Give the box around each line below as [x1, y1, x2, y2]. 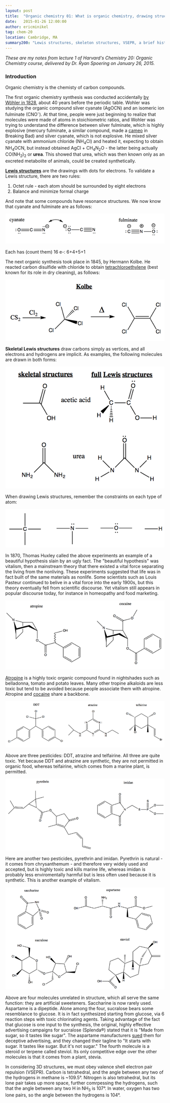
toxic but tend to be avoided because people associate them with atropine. [5, 686, 161, 692]
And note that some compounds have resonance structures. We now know [5, 198, 161, 204]
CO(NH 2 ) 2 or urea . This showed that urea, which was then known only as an [5, 151, 165, 159]
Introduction [5, 73, 36, 80]
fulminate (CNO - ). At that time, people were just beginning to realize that [5, 111, 156, 117]
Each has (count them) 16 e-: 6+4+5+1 [5, 249, 86, 255]
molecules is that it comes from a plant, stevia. [5, 1054, 102, 1060]
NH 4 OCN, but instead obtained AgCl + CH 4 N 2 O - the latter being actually [5, 145, 158, 152]
